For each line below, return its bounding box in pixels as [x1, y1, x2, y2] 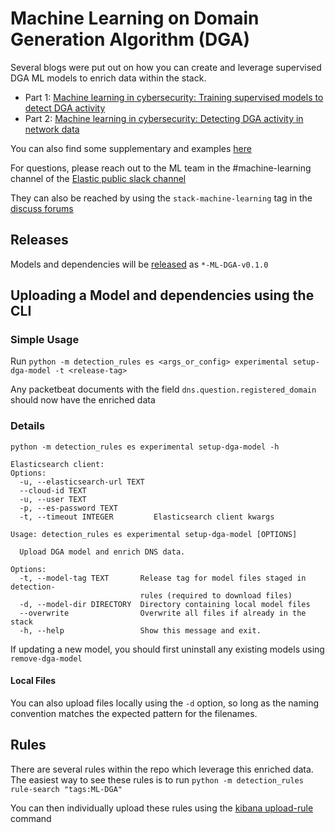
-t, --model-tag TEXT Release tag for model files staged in [19, 573, 307, 583]
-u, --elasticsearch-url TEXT [19, 477, 145, 487]
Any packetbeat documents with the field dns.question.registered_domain [10, 383, 317, 396]
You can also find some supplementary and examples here [10, 142, 252, 154]
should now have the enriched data [10, 394, 156, 406]
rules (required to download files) [139, 590, 293, 601]
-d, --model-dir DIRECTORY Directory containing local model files [19, 599, 311, 609]
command [10, 812, 52, 824]
